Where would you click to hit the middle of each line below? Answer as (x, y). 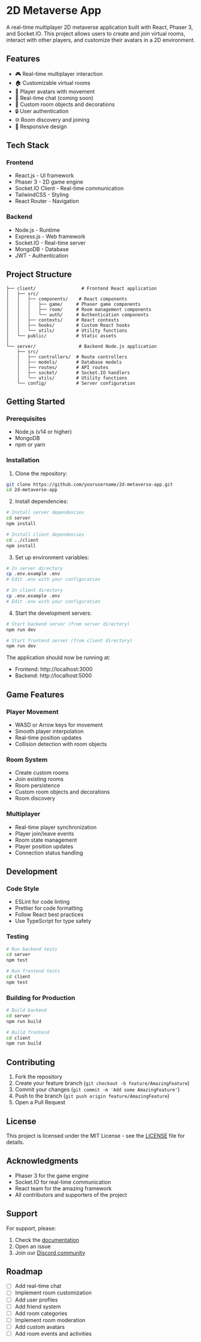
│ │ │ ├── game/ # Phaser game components (73, 304)
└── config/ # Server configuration (76, 383)
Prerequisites (26, 418)
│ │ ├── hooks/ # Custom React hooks (68, 325)
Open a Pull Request (40, 1102)
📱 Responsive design (41, 126)
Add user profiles (36, 1300)
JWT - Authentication (41, 255)
